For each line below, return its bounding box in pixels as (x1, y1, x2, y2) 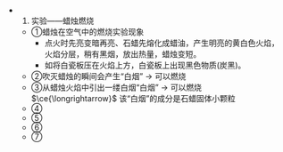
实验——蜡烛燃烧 (30, 15, 95, 26)
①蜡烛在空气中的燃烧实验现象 (30, 27, 145, 36)
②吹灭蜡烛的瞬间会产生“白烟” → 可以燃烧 (30, 71, 187, 81)
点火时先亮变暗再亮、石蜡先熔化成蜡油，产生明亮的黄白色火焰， (44, 37, 279, 48)
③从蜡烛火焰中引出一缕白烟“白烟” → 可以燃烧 (30, 82, 203, 92)
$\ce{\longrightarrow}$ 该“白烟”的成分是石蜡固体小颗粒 (30, 93, 236, 103)
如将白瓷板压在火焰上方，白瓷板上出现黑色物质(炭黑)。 (44, 60, 246, 70)
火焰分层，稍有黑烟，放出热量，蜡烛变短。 (44, 49, 202, 59)
